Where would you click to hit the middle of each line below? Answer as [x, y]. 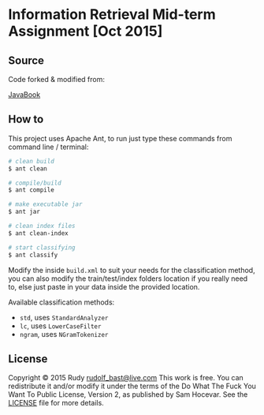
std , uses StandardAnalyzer [64, 317]
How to [26, 120]
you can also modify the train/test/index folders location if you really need [128, 279]
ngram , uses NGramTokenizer [64, 334]
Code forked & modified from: [56, 79]
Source [26, 60]
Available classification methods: [61, 302]
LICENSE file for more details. [56, 403]
